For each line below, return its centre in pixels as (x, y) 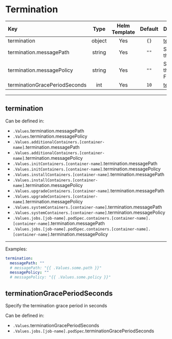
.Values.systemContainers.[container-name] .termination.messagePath (87, 207)
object (99, 40)
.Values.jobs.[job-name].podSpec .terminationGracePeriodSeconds (83, 331)
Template (123, 32)
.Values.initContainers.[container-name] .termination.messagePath (85, 163)
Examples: (16, 249)
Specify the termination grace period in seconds (56, 305)
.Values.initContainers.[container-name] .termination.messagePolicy (87, 169)
